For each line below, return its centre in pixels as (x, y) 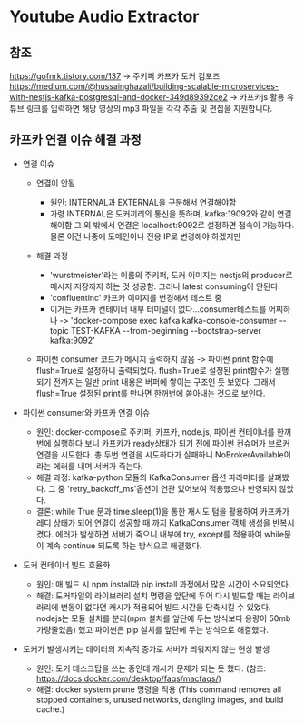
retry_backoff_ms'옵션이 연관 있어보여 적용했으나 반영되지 (173, 488)
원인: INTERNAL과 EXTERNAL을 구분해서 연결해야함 (143, 202)
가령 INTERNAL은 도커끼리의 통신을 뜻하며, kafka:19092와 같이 (162, 213)
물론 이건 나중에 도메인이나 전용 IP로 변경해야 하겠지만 (145, 236)
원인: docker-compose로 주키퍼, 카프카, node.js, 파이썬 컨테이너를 (155, 432)
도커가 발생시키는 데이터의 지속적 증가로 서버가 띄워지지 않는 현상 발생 (146, 648)
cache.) (50, 709)
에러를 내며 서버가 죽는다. (98, 466)
